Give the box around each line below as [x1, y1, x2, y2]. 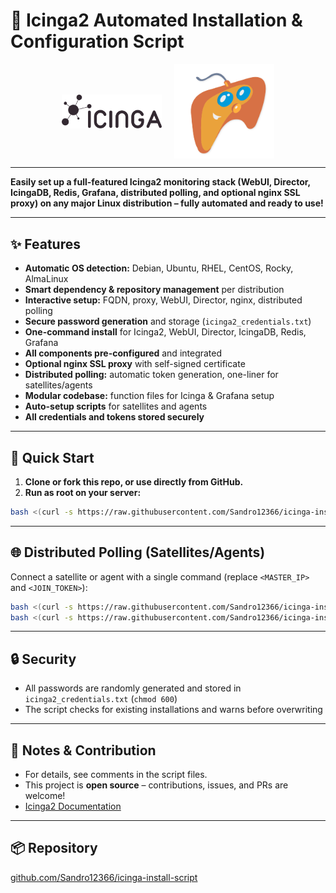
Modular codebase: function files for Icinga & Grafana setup [24, 390, 275, 402]
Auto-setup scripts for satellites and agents [24, 400, 208, 413]
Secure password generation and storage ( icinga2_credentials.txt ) [24, 315, 312, 328]
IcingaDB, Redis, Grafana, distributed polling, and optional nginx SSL [10, 187, 301, 199]
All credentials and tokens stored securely [24, 411, 205, 423]
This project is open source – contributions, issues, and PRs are [24, 779, 289, 791]
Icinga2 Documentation [24, 800, 122, 812]
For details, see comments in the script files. [24, 769, 208, 780]
